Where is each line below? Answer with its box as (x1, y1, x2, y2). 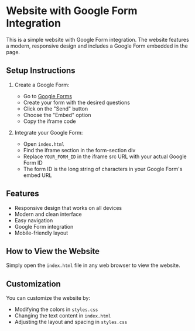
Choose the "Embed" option (23, 111, 91, 118)
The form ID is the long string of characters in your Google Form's (23, 165, 183, 172)
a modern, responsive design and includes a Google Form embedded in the (6, 42, 189, 49)
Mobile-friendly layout (14, 229, 69, 236)
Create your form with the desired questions (23, 99, 131, 106)
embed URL (23, 172, 52, 179)
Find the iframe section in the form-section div (23, 146, 136, 153)
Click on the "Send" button (23, 105, 88, 112)
